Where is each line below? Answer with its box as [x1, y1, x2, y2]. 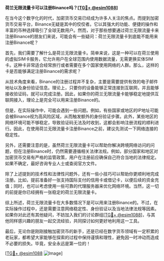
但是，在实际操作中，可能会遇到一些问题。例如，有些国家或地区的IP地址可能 [5, 108, 159, 113]
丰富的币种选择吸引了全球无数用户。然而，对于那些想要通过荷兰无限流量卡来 [5, 27, 159, 33]
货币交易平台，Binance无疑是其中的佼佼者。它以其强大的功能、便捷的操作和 [5, 22, 159, 27]
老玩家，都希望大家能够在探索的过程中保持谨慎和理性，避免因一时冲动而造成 [5, 235, 159, 240]
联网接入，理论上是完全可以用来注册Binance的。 [5, 97, 103, 103]
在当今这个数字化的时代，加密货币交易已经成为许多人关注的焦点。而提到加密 [5, 15, 159, 21]
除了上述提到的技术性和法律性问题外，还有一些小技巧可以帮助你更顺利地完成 [5, 171, 159, 176]
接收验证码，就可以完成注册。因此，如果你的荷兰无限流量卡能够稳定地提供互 [5, 91, 159, 97]
